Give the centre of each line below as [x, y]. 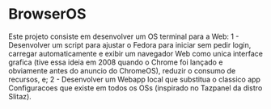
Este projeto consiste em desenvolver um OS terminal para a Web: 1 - [124, 36]
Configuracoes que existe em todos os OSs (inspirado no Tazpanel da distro [135, 88]
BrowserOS [47, 14]
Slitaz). [20, 96]
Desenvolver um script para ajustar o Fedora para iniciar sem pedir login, [130, 44]
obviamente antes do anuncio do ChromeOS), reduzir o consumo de [122, 70]
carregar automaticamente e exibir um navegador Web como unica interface [135, 53]
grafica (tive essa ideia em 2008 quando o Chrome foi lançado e [116, 62]
